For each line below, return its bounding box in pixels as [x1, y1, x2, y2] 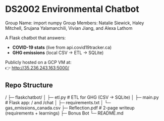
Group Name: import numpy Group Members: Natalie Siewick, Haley [5, 20, 145, 26]
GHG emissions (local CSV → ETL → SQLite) [12, 50, 104, 56]
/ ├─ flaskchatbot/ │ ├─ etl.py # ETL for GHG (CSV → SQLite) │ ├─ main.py [5, 94, 159, 100]
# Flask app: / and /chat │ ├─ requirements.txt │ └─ [5, 99, 111, 105]
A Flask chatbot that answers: [5, 35, 66, 41]
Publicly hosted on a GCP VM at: [5, 59, 72, 65]
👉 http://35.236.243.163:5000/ [5, 64, 69, 70]
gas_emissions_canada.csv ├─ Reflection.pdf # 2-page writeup [5, 105, 135, 111]
